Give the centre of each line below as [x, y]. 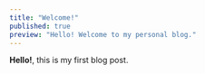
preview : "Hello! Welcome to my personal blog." [103, 34]
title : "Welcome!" [44, 18]
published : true [40, 26]
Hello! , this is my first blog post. [69, 60]
